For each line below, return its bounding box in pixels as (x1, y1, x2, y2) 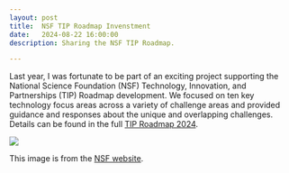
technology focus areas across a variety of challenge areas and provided (9, 100, 281, 111)
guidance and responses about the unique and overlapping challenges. (9, 109, 273, 120)
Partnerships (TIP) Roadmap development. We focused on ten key (9, 90, 255, 101)
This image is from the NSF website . (9, 153, 144, 164)
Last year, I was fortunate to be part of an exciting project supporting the (9, 71, 279, 82)
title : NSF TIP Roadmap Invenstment (9, 22, 151, 31)
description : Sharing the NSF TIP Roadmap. (9, 38, 176, 48)
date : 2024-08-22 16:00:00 (9, 30, 119, 39)
